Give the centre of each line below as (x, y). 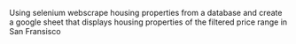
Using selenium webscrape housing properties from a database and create (146, 13)
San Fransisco (35, 31)
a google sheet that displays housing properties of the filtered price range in (148, 22)
